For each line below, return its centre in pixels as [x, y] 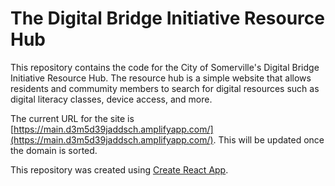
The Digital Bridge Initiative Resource [167, 18]
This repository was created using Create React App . [119, 169]
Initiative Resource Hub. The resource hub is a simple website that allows [161, 78]
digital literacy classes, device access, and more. [111, 99]
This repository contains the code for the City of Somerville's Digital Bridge [165, 67]
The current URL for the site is [72, 118]
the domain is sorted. [54, 150]
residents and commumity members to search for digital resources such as [165, 88]
